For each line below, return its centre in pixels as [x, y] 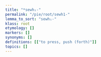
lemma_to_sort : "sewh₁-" [31, 19]
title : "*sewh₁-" [23, 10]
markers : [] [17, 33]
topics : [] [16, 47]
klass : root [17, 24]
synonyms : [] [19, 38]
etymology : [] [20, 28]
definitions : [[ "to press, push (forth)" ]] [51, 42]
